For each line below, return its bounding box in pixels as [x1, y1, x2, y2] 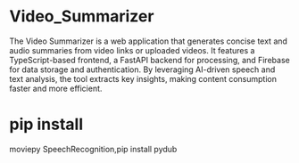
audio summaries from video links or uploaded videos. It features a [9, 45, 255, 55]
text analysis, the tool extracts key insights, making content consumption [9, 73, 277, 84]
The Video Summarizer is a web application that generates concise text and [9, 36, 288, 46]
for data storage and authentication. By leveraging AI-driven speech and [9, 64, 276, 75]
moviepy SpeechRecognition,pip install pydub [9, 143, 178, 154]
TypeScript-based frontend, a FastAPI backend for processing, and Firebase [9, 54, 290, 65]
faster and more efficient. [9, 83, 103, 94]
